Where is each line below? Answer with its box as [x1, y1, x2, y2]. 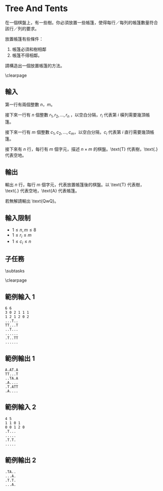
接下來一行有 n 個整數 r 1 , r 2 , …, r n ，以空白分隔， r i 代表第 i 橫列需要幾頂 [5, 112, 146, 119]
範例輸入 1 [5, 292, 35, 301]
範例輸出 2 [5, 456, 36, 464]
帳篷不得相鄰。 [12, 52, 42, 58]
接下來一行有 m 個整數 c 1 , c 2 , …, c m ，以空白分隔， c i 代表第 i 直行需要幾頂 [5, 129, 150, 136]
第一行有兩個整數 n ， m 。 [5, 102, 55, 107]
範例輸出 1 [5, 354, 35, 362]
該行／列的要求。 [5, 25, 39, 32]
